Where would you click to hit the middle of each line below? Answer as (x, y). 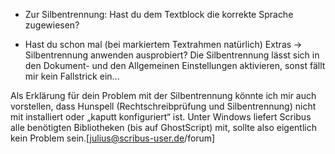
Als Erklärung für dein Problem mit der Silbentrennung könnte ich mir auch (163, 95)
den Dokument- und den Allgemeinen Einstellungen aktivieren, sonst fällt (175, 65)
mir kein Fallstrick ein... (72, 76)
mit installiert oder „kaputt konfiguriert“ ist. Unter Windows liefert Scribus (161, 117)
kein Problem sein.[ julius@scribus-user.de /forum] (113, 138)
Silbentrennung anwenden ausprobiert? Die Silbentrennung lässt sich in (172, 55)
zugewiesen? (52, 25)
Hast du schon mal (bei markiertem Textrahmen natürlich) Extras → (163, 44)
